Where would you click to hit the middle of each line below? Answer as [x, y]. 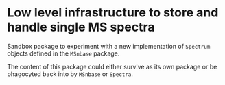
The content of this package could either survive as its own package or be [112, 66]
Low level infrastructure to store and [113, 13]
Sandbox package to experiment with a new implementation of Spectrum [109, 46]
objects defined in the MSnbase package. [63, 53]
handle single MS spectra [81, 27]
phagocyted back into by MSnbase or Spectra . [70, 74]
